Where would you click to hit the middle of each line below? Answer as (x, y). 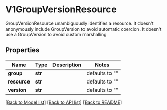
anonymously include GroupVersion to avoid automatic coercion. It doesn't (83, 29)
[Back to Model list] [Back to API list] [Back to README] (64, 102)
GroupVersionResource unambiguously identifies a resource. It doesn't (79, 23)
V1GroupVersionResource (61, 9)
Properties (22, 50)
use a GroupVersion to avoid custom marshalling (56, 34)
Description (67, 65)
